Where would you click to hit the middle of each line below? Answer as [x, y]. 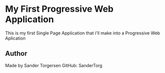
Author [16, 54]
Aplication [15, 38]
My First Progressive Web [59, 9]
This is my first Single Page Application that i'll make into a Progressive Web [82, 33]
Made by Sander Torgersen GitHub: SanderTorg [54, 65]
